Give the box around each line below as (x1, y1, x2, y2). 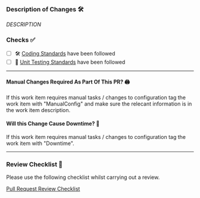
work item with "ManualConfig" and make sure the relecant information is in (6, 100, 192, 107)
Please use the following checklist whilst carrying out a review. (6, 174, 160, 181)
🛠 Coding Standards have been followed (14, 49, 115, 57)
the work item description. (6, 106, 71, 113)
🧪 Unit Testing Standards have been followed (14, 58, 126, 66)
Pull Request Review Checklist (6, 185, 80, 193)
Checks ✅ (6, 36, 36, 44)
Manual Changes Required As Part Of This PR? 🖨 (6, 78, 130, 85)
